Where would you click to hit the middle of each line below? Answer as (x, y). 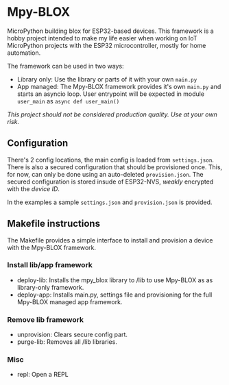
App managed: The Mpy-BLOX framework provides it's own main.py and (119, 86)
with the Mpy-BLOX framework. (51, 247)
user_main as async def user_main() (68, 101)
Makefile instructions (54, 224)
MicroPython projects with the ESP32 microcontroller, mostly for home (107, 45)
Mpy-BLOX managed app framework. (70, 301)
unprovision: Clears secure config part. (72, 335)
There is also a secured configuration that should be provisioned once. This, (115, 167)
